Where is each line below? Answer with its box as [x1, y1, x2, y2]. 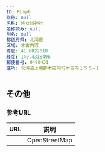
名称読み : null [6, 25, 41, 32]
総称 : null [6, 14, 32, 21]
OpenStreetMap [27, 136, 72, 145]
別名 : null [6, 31, 32, 37]
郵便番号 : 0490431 [6, 59, 49, 65]
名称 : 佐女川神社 [6, 20, 43, 26]
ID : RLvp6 [6, 8, 31, 15]
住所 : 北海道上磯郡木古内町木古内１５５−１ [6, 65, 100, 71]
